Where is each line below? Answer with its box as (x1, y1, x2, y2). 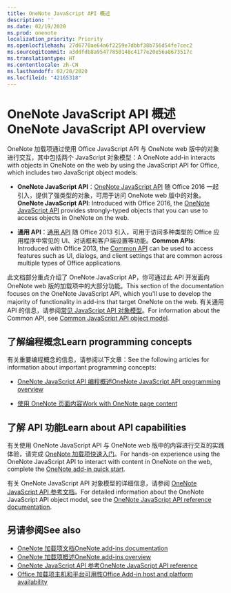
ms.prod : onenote (7, 29, 57, 37)
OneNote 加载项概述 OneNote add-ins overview (17, 552, 152, 561)
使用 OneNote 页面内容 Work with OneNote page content (17, 399, 178, 408)
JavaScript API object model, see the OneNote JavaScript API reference (7, 495, 212, 503)
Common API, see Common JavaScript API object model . (7, 314, 170, 323)
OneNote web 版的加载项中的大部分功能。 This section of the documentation (7, 282, 224, 290)
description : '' (7, 17, 54, 23)
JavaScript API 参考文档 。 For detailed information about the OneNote (7, 488, 205, 496)
